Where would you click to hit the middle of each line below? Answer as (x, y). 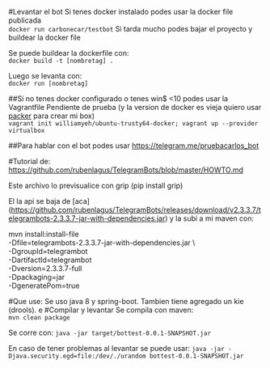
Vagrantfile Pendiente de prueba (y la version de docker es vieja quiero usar (135, 107)
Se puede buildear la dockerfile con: (69, 53)
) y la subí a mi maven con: (209, 218)
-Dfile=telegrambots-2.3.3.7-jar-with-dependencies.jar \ (102, 243)
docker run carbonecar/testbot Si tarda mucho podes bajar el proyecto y (131, 29)
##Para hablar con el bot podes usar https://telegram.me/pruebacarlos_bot (134, 146)
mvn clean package (39, 318)
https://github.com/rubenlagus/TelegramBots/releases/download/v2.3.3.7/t (136, 210)
